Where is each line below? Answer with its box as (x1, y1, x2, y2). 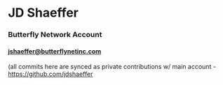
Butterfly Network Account (8, 30, 102, 40)
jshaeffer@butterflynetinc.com (8, 47, 102, 55)
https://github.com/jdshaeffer (8, 70, 93, 78)
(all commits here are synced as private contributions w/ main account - (8, 63, 217, 71)
